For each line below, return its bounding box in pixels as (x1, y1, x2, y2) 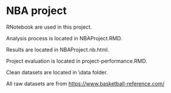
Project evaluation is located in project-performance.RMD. (6, 57, 147, 64)
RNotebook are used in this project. (6, 23, 93, 30)
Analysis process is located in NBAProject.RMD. (6, 35, 123, 42)
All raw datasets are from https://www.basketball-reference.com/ (6, 80, 165, 87)
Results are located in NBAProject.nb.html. (6, 46, 109, 53)
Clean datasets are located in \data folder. (6, 68, 108, 75)
